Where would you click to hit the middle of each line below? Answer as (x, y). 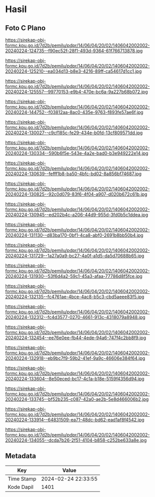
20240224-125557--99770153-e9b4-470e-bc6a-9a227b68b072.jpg (77, 92)
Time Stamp (22, 479)
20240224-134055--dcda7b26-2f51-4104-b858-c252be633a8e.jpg (76, 440)
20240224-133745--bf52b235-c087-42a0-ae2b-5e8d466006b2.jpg (77, 399)
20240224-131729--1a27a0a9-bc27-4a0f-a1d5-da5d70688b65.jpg (75, 256)
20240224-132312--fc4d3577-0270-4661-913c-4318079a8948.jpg (75, 317)
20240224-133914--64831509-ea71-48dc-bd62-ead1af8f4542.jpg (75, 420)
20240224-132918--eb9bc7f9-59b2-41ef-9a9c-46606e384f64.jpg (75, 358)
